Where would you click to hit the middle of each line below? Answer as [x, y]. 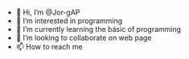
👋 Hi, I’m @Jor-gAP [48, 12]
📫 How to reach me [49, 47]
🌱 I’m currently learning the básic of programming [99, 29]
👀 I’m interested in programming [69, 21]
